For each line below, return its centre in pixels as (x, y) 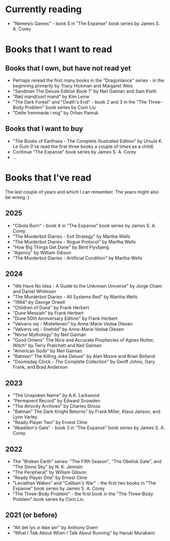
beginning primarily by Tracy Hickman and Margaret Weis (73, 85)
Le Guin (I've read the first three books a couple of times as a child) (83, 146)
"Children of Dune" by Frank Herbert (51, 308)
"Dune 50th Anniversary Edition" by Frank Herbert (65, 318)
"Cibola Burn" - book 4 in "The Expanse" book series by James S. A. (84, 225)
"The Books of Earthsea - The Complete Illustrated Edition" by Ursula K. (88, 141)
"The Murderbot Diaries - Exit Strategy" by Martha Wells (71, 236)
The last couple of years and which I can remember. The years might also (82, 192)
